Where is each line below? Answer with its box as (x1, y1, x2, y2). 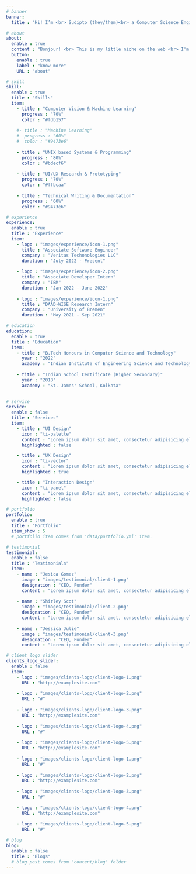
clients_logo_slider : (6, 658, 59, 664)
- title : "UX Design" (16, 453, 72, 459)
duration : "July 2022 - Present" (21, 258, 106, 264)
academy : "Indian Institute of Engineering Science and (21, 361, 163, 367)
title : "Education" (11, 339, 61, 345)
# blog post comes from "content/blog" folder (11, 859, 127, 865)
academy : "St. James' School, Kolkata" (21, 383, 121, 388)
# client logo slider (6, 653, 59, 659)
